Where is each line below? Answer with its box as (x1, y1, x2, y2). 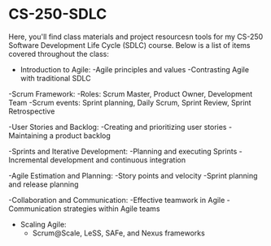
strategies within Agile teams (63, 204, 160, 214)
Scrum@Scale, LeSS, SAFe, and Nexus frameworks (32, 228, 205, 238)
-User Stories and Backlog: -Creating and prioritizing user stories (8, 122, 227, 132)
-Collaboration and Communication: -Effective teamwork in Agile (8, 195, 225, 205)
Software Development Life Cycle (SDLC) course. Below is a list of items (8, 40, 251, 50)
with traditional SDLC (20, 73, 91, 83)
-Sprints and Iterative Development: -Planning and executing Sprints (8, 146, 238, 156)
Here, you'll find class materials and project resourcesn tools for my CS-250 (8, 32, 264, 41)
